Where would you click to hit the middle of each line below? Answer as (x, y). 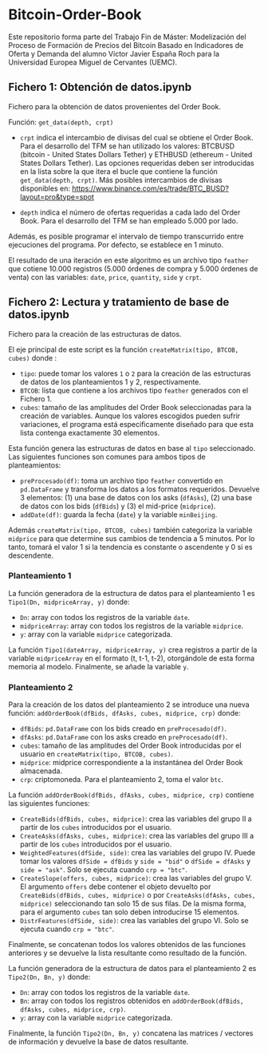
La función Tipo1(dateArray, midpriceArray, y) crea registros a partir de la (133, 649)
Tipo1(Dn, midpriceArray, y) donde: (69, 602)
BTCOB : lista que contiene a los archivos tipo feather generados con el (134, 390)
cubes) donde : (33, 357)
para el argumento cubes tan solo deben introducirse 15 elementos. (130, 912)
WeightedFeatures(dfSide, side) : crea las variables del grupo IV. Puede (138, 853)
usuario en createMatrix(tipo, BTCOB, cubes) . (97, 754)
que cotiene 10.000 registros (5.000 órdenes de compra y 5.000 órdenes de (133, 268)
